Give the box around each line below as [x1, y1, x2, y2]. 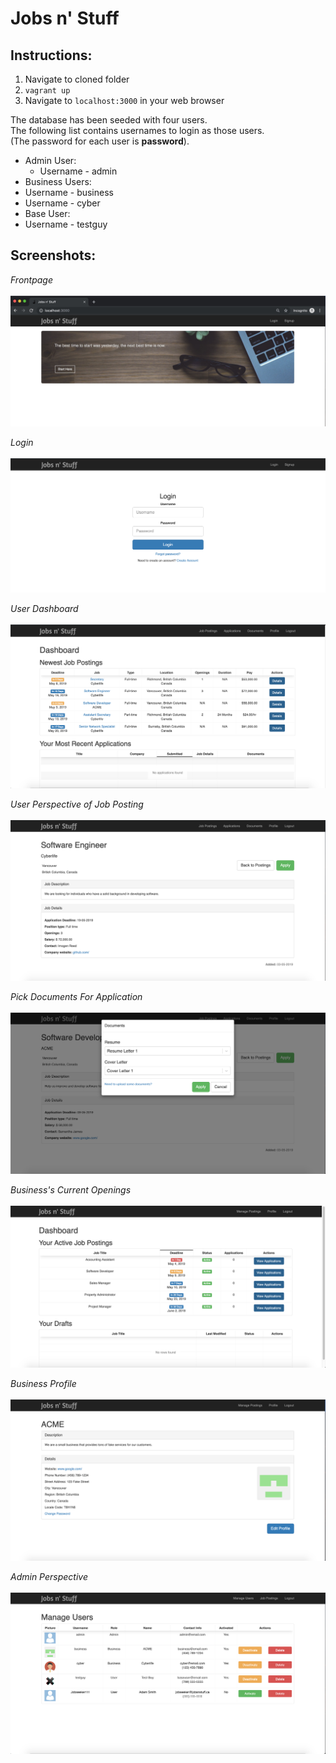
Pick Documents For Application [10, 990, 143, 1002]
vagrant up [24, 86, 71, 96]
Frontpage [10, 273, 53, 286]
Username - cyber [24, 197, 101, 209]
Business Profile [10, 1378, 77, 1390]
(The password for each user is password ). [10, 135, 190, 147]
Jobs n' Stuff [10, 7, 120, 30]
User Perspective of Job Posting [10, 798, 144, 810]
